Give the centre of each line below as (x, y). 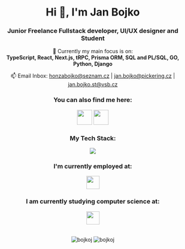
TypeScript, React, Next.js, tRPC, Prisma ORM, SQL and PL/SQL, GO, (93, 58)
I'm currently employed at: (93, 166)
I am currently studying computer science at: (93, 201)
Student (93, 38)
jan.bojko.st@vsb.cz (93, 84)
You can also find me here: (92, 100)
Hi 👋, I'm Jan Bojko (93, 12)
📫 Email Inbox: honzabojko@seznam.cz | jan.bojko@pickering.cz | (93, 76)
